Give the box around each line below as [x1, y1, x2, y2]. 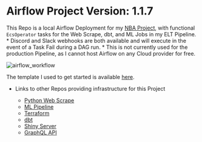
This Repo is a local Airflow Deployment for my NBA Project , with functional [6, 24, 195, 31]
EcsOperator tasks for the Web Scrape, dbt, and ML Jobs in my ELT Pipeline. [6, 30, 197, 37]
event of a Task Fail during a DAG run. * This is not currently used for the [6, 44, 188, 51]
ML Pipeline [24, 103, 54, 110]
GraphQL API [24, 129, 57, 136]
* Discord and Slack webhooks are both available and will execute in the [6, 37, 187, 44]
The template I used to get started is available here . [6, 73, 135, 80]
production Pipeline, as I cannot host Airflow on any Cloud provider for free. [6, 50, 196, 57]
